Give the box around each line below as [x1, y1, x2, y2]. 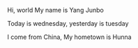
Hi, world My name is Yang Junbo [7, 6, 105, 14]
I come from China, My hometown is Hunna [7, 33, 132, 41]
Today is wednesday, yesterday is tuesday [7, 19, 129, 27]
